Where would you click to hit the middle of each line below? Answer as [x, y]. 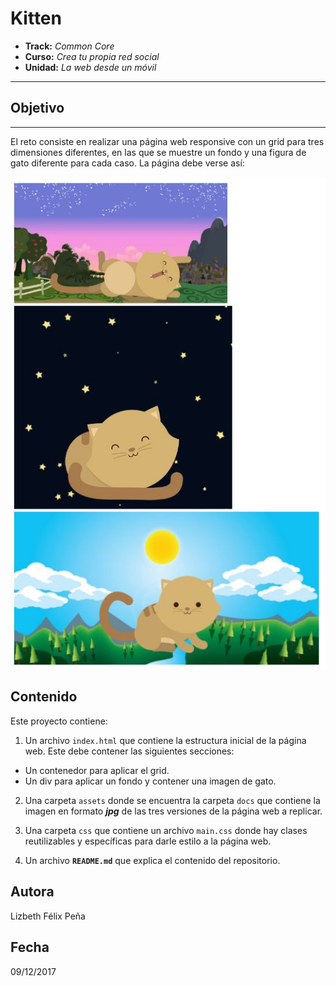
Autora [32, 892]
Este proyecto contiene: [59, 721]
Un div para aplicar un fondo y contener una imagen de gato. [150, 781]
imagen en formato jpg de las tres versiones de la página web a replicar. [173, 811]
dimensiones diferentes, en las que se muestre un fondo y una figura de [158, 152]
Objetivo [37, 108]
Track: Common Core [69, 46]
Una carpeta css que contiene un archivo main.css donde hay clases [166, 830]
